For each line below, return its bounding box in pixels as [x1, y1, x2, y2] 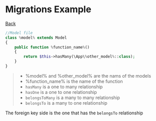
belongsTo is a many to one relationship [25, 100, 108, 106]
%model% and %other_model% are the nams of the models [25, 72, 151, 79]
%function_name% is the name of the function [25, 78, 123, 84]
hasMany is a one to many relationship [25, 83, 103, 90]
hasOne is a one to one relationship [25, 89, 98, 95]
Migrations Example [5, 4, 91, 15]
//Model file [5, 30, 33, 35]
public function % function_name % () [14, 44, 90, 50]
